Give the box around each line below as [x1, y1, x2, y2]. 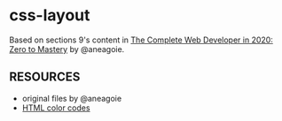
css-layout [9, 5, 90, 26]
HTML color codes [21, 102, 90, 113]
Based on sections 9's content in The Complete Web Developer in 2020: [9, 34, 273, 45]
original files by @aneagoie [21, 93, 122, 103]
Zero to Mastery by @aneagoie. [9, 43, 125, 54]
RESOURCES [9, 70, 81, 85]
